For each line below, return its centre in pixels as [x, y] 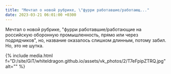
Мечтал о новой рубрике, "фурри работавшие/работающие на [74, 29]
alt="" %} [15, 66]
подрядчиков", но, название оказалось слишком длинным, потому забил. [86, 40]
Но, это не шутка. [25, 45]
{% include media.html [29, 55]
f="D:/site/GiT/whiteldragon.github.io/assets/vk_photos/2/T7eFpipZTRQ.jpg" [86, 61]
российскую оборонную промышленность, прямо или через [72, 35]
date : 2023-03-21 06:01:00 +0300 [41, 15]
